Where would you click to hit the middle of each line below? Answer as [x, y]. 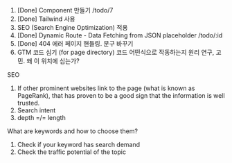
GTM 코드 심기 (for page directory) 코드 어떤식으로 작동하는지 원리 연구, [116, 52]
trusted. [28, 103]
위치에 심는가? [60, 61]
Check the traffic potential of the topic [72, 152]
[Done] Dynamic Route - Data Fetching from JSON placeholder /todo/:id [120, 35]
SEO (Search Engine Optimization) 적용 [72, 27]
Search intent [36, 110]
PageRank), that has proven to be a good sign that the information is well [121, 95]
